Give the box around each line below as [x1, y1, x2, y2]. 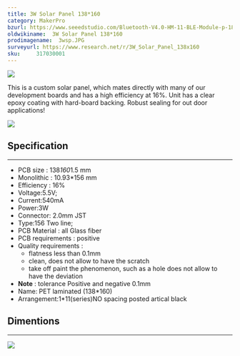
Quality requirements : [17, 241, 84, 250]
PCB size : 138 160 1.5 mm [17, 166, 91, 174]
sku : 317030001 [7, 51, 66, 58]
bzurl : [7, 24, 27, 31]
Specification [7, 140, 69, 152]
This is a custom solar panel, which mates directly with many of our [7, 83, 206, 91]
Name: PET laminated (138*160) [17, 287, 113, 295]
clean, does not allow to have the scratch [28, 256, 150, 265]
